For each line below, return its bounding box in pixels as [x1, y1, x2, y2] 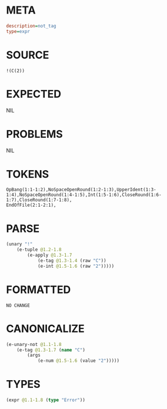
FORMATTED [6, 283, 71, 296]
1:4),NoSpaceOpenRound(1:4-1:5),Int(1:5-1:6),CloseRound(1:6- [6, 192, 162, 198]
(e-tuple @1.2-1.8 [16, 247, 62, 253]
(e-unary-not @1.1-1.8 [6, 341, 62, 347]
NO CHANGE [6, 302, 31, 308]
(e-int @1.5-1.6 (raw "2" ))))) [37, 263, 115, 269]
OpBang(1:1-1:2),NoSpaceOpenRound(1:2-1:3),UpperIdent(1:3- [6, 187, 157, 193]
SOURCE [6, 48, 49, 62]
